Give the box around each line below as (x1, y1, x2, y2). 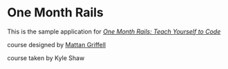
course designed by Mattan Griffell (7, 40, 106, 49)
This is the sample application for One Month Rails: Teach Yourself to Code (7, 27, 221, 36)
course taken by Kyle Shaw (7, 53, 85, 62)
